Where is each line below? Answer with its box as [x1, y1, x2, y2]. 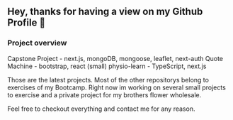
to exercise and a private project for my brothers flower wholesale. [7, 90, 202, 99]
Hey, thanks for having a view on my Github [7, 6, 203, 18]
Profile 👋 [7, 17, 46, 29]
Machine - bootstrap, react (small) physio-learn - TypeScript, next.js [7, 62, 207, 70]
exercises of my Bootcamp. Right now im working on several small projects [7, 83, 227, 92]
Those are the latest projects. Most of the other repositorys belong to [7, 75, 209, 84]
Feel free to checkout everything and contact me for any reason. [7, 104, 195, 113]
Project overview [7, 38, 67, 48]
